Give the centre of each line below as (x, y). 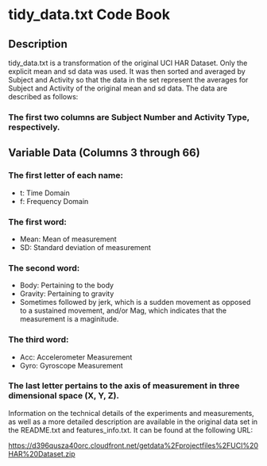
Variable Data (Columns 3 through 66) (104, 153)
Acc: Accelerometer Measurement (76, 357)
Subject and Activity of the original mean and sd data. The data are (118, 88)
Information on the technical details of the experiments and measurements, (131, 413)
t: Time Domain (44, 193)
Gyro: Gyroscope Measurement (71, 365)
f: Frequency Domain (54, 201)
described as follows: (43, 96)
